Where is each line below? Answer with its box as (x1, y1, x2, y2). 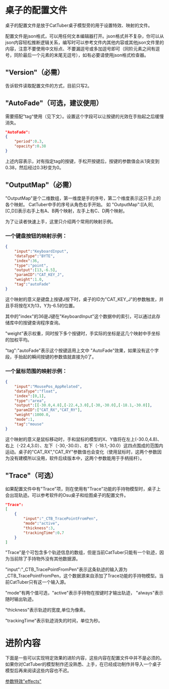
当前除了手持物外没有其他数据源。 (9, 556, 81, 562)
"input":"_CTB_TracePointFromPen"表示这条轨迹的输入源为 (5, 567, 128, 573)
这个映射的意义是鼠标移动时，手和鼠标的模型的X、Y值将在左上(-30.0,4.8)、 (5, 436, 162, 442)
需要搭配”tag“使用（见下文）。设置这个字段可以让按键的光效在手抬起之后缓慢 (5, 113, 164, 119)
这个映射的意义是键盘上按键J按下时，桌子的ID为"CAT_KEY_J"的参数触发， (5, 296, 160, 302)
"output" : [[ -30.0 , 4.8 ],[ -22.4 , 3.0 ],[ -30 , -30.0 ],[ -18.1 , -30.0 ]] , (14, 403, 152, 408)
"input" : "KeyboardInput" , (14, 249, 69, 254)
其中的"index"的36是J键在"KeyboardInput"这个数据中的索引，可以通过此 (5, 313, 156, 319)
